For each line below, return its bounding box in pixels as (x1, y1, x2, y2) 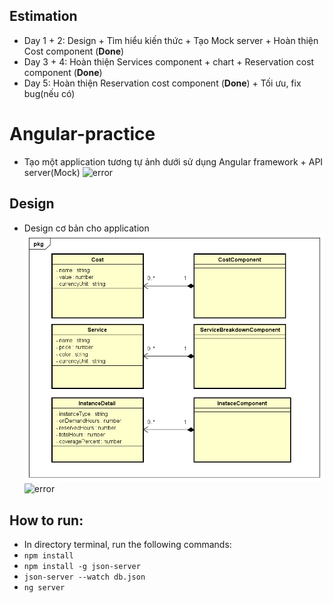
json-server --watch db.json (23, 572, 146, 583)
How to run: (9, 512, 84, 529)
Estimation (9, 8, 78, 25)
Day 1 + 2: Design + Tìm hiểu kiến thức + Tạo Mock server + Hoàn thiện (23, 34, 319, 46)
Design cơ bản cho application (23, 222, 150, 234)
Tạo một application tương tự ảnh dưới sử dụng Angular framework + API (23, 155, 324, 168)
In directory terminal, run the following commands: (23, 539, 232, 551)
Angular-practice (9, 123, 156, 145)
